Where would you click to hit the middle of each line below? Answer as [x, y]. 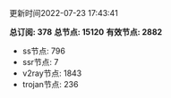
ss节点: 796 [43, 51]
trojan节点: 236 [50, 84]
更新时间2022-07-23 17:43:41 [64, 13]
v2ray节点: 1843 [52, 73]
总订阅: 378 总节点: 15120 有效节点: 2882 [86, 32]
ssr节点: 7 [40, 62]
